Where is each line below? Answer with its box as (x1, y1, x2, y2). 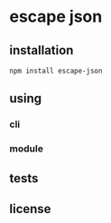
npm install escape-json (9, 66, 103, 75)
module (9, 142, 43, 155)
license (9, 201, 51, 217)
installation (9, 43, 74, 58)
